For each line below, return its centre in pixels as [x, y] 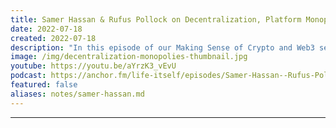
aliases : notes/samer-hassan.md [77, 94]
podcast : [28, 76]
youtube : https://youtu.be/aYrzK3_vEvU [93, 66]
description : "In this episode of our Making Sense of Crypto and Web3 [162, 47]
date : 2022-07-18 [46, 29]
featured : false [44, 85]
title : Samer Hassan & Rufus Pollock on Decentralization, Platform [156, 19]
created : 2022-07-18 [53, 38]
